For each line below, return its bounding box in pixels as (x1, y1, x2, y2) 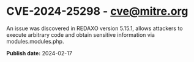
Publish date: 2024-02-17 (6, 49, 72, 56)
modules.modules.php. (6, 37, 64, 45)
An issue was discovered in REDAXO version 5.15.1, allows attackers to (6, 25, 183, 32)
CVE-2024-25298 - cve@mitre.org (6, 4, 188, 18)
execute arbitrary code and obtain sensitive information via (6, 31, 155, 38)
